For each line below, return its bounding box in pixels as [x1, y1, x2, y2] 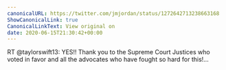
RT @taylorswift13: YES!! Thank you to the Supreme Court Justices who [7, 48, 211, 56]
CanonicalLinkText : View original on [7, 23, 115, 30]
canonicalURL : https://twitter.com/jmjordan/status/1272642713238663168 [7, 10, 220, 17]
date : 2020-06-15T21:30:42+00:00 [7, 29, 103, 36]
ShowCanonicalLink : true [7, 16, 78, 23]
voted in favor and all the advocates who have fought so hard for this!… [7, 56, 210, 64]
